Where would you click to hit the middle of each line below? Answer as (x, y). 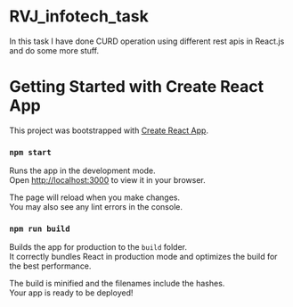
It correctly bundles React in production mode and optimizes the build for (143, 257)
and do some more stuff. (54, 50)
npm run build (40, 229)
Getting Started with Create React (137, 87)
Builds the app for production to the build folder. (98, 247)
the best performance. (50, 266)
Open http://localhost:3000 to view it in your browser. (108, 180)
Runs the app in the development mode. (82, 170)
